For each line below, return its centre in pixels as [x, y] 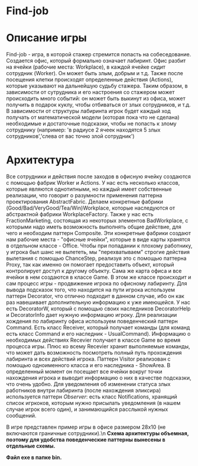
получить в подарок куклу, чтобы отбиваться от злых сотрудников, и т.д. [98, 105]
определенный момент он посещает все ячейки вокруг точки [84, 372]
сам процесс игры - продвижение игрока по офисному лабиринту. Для [97, 284]
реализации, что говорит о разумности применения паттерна [84, 195]
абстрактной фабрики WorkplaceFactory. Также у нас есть [80, 214]
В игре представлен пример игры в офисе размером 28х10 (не [86, 427]
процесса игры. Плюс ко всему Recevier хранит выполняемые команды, [98, 346]
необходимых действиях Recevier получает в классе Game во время [93, 340]
